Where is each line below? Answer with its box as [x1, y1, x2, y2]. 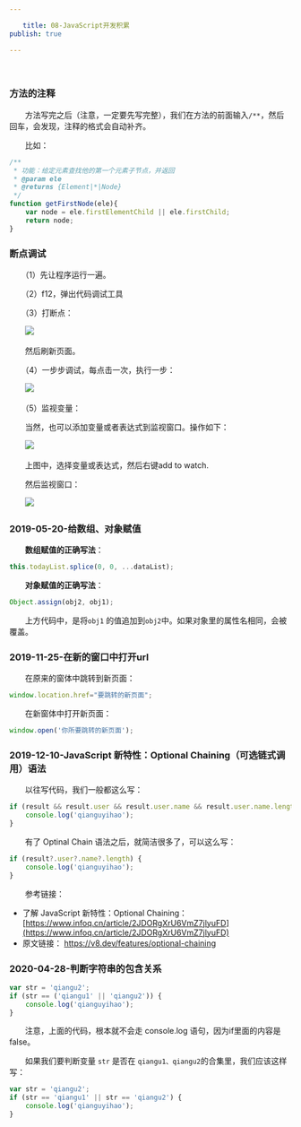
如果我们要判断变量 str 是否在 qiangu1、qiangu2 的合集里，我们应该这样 [24, 1055, 288, 1067]
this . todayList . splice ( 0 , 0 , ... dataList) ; [9, 562, 175, 572]
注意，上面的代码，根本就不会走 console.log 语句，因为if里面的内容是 [24, 1026, 281, 1036]
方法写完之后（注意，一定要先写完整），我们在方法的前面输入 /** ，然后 [24, 109, 285, 120]
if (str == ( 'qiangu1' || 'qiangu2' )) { [9, 992, 163, 1001]
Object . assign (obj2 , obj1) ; [9, 598, 115, 607]
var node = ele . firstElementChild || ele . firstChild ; [25, 208, 230, 217]
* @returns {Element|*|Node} [13, 183, 123, 192]
